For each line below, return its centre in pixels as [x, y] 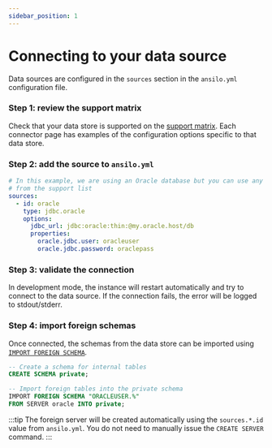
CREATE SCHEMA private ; [49, 374]
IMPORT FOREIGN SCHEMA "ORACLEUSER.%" [74, 397]
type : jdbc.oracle [54, 211]
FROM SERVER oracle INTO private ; [67, 404]
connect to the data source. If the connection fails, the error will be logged [133, 296]
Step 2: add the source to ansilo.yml [81, 164]
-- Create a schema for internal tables [78, 367]
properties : [50, 234]
